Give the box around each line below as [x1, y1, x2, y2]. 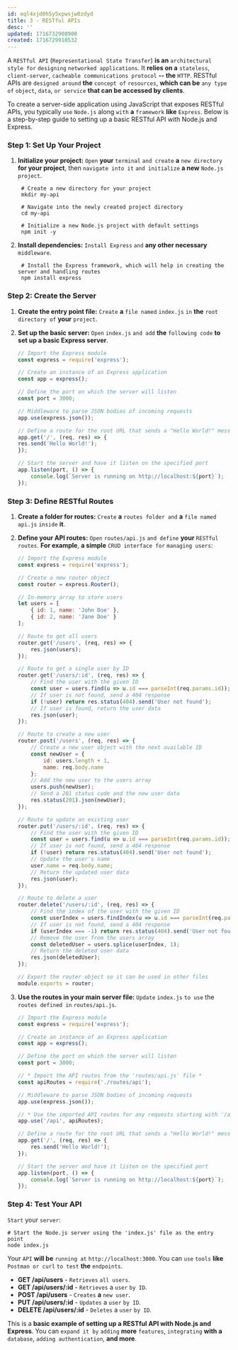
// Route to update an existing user [17, 816, 130, 823]
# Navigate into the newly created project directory [21, 203, 183, 211]
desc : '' [7, 23, 33, 30]
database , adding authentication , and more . [7, 1334, 137, 1343]
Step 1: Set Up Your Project [7, 140, 101, 150]
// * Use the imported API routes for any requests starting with [17, 1110, 218, 1118]
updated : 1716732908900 [7, 30, 78, 38]
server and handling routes [17, 269, 101, 276]
